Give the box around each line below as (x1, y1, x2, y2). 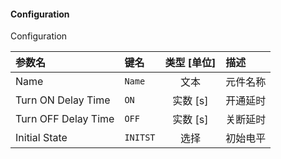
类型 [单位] (164, 56, 217, 70)
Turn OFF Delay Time (15, 112, 115, 126)
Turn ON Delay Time (15, 93, 111, 107)
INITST (124, 132, 156, 144)
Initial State (15, 131, 68, 145)
